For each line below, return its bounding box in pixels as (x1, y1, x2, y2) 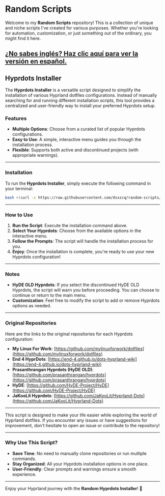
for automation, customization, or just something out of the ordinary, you (5, 30, 152, 36)
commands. (12, 456, 36, 462)
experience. (12, 471, 37, 477)
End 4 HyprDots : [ (12, 356, 50, 362)
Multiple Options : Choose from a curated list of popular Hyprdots (12, 126, 145, 132)
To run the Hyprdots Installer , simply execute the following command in (5, 180, 151, 186)
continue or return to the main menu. (12, 292, 87, 298)
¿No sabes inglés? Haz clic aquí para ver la (5, 50, 138, 58)
